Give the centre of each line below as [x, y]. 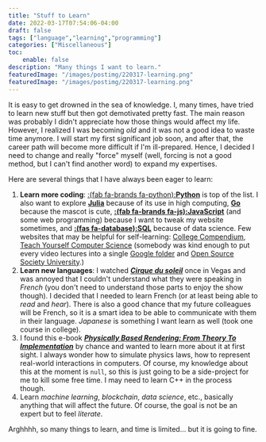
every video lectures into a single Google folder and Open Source [127, 253]
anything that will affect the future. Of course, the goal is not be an [129, 405]
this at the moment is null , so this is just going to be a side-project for [134, 371]
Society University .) [52, 262]
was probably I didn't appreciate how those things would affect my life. [124, 121]
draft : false [30, 30]
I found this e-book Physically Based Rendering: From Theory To [128, 337]
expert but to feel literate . [61, 413]
